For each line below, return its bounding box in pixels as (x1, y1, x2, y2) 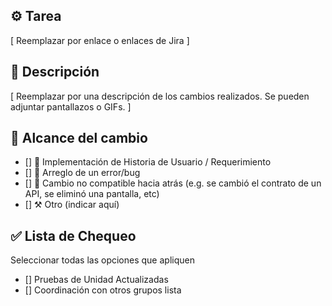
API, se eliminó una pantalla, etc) (24, 188, 160, 200)
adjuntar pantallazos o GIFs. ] (10, 100, 132, 113)
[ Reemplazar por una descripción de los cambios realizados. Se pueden (10, 90, 310, 102)
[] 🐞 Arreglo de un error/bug (24, 167, 141, 179)
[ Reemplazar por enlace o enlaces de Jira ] (10, 34, 190, 46)
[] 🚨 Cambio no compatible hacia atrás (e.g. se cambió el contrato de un (24, 177, 322, 189)
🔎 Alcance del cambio (10, 130, 148, 147)
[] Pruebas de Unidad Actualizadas (24, 274, 169, 286)
